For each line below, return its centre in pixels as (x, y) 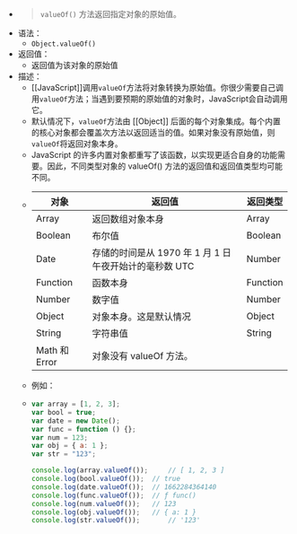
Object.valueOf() (64, 44)
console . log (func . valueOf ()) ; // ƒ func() (114, 495)
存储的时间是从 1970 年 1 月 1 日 (162, 253)
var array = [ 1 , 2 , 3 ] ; (76, 404)
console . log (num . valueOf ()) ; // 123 (104, 503)
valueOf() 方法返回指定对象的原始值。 (110, 14)
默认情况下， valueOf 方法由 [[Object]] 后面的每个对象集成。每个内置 (156, 121)
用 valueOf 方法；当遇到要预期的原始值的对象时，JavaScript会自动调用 (159, 99)
